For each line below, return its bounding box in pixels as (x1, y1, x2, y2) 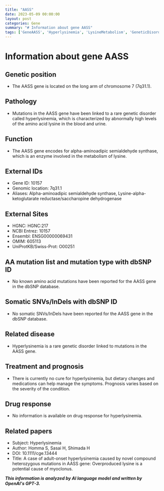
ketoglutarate (12, 196, 39, 202)
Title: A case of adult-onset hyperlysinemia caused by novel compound (12, 455, 156, 462)
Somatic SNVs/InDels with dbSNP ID (5, 298, 118, 306)
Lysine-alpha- (118, 191, 146, 196)
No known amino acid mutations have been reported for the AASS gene (12, 278, 156, 284)
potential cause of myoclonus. (12, 466, 73, 472)
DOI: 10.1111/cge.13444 (12, 450, 58, 456)
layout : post (5, 16, 32, 21)
